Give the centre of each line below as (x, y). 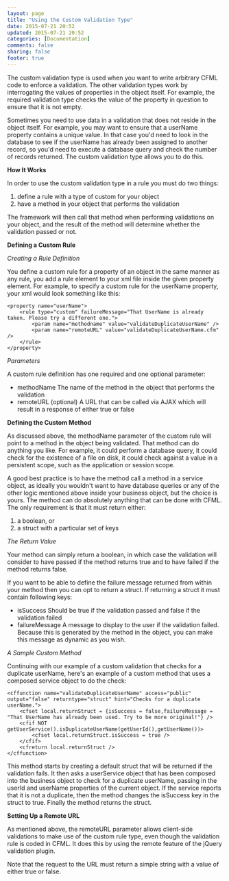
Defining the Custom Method (49, 422)
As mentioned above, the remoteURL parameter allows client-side (100, 829)
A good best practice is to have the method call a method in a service (105, 478)
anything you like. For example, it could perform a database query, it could (112, 450)
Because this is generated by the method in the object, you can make (115, 632)
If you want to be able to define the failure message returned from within (110, 582)
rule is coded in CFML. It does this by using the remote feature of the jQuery (115, 843)
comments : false (30, 45)
